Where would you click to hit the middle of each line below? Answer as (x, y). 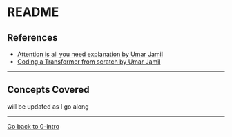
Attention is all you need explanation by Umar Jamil (90, 54)
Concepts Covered (48, 90)
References (32, 38)
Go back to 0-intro (33, 126)
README (33, 12)
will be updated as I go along (48, 106)
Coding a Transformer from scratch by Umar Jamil (89, 62)
